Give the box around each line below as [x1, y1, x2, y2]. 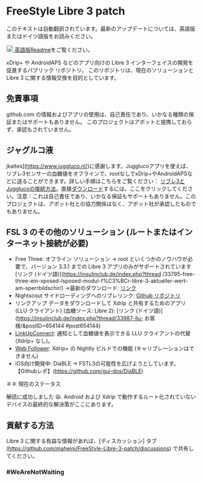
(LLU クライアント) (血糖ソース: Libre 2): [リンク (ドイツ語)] [14, 307, 163, 315]
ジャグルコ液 [6, 145, 54, 155]
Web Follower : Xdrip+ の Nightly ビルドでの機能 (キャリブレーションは [14, 345, 189, 352]
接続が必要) [45, 238, 89, 248]
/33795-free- [162, 271, 195, 278]
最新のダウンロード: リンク [69, 284, 137, 292]
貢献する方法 [6, 420, 54, 430]
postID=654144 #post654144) [25, 322, 101, 330]
